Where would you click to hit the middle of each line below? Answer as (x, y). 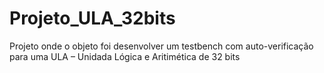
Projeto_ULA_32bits (92, 18)
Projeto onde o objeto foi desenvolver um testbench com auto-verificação (161, 46)
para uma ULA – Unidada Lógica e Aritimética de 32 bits (125, 56)
